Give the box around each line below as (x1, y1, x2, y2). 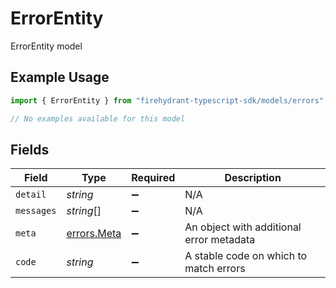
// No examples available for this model (10, 113, 186, 124)
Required (131, 171, 176, 185)
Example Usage (10, 69, 110, 86)
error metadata (184, 233, 256, 247)
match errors (184, 262, 246, 276)
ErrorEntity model (10, 40, 83, 52)
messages (15, 205, 57, 217)
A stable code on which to (184, 249, 308, 263)
